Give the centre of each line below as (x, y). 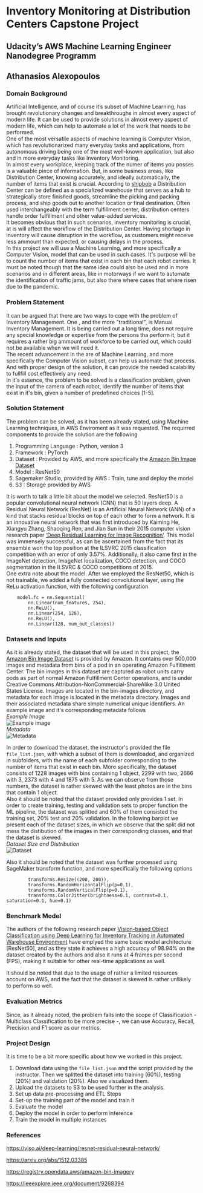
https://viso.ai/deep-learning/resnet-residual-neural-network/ (83, 1148)
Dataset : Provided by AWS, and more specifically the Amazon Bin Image (105, 459)
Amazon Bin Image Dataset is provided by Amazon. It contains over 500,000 (101, 659)
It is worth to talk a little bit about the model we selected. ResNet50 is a (95, 496)
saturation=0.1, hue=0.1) (39, 901)
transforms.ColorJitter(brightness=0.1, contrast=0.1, (98, 896)
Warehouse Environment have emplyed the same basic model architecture (99, 942)
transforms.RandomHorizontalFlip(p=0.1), (81, 885)
